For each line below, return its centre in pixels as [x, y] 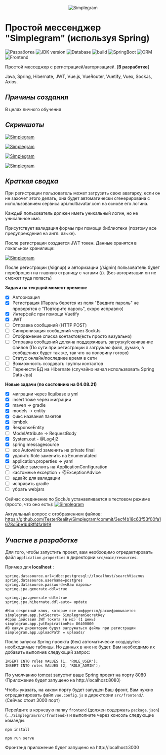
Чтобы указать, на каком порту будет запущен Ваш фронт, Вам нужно [79, 690]
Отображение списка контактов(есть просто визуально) [72, 336]
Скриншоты [25, 125]
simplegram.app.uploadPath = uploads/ [45, 632]
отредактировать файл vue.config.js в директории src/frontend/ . [75, 695]
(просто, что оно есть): [29, 504]
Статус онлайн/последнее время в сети [55, 358]
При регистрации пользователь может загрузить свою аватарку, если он [83, 193]
